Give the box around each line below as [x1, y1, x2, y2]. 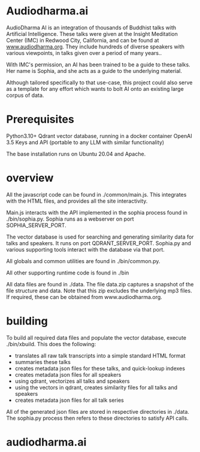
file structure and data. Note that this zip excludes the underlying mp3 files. [6, 287, 193, 294]
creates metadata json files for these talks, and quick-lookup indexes [14, 365, 186, 372]
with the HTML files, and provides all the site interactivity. [6, 197, 148, 204]
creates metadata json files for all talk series [14, 396, 124, 404]
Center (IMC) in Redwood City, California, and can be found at [6, 36, 159, 44]
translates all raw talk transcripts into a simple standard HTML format [14, 352, 186, 359]
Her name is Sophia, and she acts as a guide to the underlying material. [6, 67, 183, 74]
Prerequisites [6, 112, 75, 126]
